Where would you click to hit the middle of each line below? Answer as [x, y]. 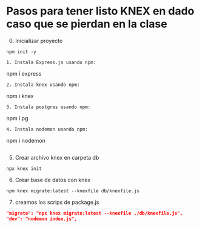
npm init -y [21, 52]
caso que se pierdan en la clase [87, 24]
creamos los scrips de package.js [57, 202]
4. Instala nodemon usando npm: [47, 129]
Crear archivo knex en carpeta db [57, 157]
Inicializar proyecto [39, 41]
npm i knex [20, 96]
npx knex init [24, 168]
